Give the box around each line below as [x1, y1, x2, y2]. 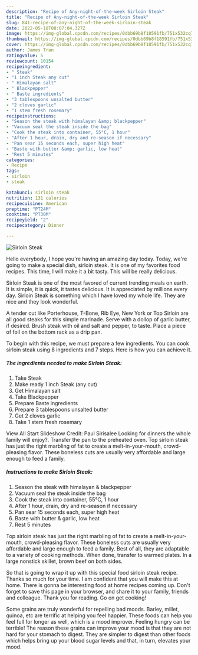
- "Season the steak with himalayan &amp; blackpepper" [6, 119, 146, 125]
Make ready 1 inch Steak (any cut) [14, 380, 97, 387]
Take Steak [14, 374, 42, 382]
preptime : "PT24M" [6, 206, 51, 212]
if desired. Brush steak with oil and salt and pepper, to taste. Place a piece [6, 322, 186, 329]
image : [6, 31, 22, 37]
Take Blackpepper [14, 393, 59, 400]
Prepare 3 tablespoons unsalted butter [14, 406, 109, 413]
